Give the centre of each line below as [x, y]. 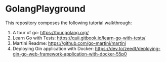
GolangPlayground [46, 9]
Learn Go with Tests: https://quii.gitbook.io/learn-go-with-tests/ [79, 38]
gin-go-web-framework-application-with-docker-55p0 [70, 54]
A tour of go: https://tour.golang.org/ [51, 32]
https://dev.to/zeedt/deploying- [128, 48]
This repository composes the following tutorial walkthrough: [69, 23]
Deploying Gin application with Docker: [53, 48]
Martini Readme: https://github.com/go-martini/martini [69, 43]
